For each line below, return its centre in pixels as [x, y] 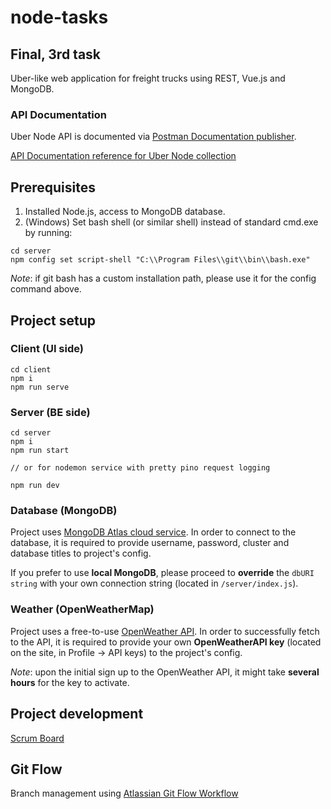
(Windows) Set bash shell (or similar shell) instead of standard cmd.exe [171, 222]
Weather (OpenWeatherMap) [82, 609]
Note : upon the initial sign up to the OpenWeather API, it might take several [165, 672]
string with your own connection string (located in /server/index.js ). [154, 583]
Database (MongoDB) [64, 511]
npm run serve [40, 387]
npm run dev [35, 486]
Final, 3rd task [56, 54]
